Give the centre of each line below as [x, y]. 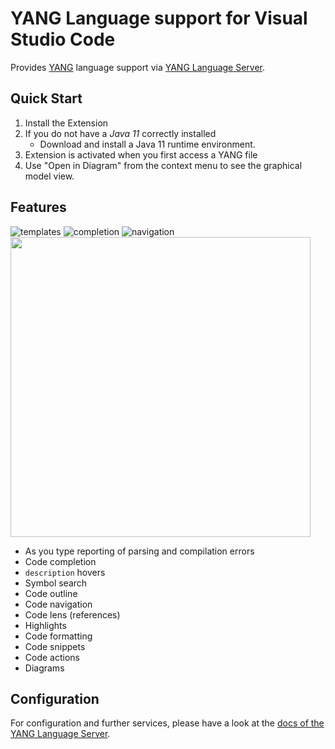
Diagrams [44, 668]
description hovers [65, 572]
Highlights [45, 625]
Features [38, 207]
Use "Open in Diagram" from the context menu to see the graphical [163, 165]
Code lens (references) [72, 614]
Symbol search [56, 583]
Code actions [52, 657]
